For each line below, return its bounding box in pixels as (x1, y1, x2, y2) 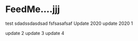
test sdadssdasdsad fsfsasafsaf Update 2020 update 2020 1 (5, 20, 133, 26)
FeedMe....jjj (5, 4, 60, 15)
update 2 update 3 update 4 (5, 30, 65, 36)
